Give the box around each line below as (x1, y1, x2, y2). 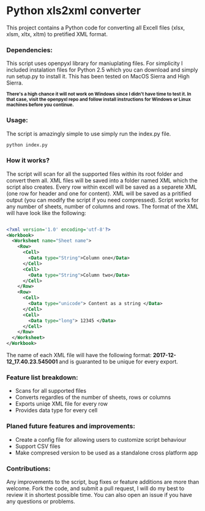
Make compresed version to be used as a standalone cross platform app (15, 449, 198, 456)
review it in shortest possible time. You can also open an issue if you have (6, 491, 193, 498)
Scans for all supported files (15, 387, 87, 395)
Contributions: (6, 464, 51, 472)
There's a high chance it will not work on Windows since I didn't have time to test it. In (6, 91, 192, 97)
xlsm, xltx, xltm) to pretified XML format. (6, 30, 108, 37)
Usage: (6, 116, 29, 124)
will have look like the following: (6, 209, 87, 216)
